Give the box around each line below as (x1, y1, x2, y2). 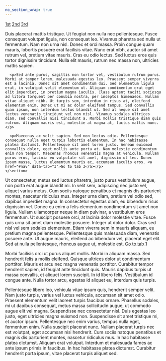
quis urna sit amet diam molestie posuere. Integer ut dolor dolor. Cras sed (5, 219, 156, 225)
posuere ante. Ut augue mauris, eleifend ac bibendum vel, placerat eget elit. (5, 235, 161, 241)
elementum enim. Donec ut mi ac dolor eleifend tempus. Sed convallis (5, 103, 155, 108)
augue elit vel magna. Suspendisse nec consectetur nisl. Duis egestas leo (5, 308, 156, 314)
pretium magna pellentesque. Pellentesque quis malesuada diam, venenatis (5, 230, 160, 236)
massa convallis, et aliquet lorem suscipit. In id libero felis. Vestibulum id (5, 272, 153, 278)
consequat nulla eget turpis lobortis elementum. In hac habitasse (5, 138, 148, 143)
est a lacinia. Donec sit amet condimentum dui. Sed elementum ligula (5, 81, 155, 86)
